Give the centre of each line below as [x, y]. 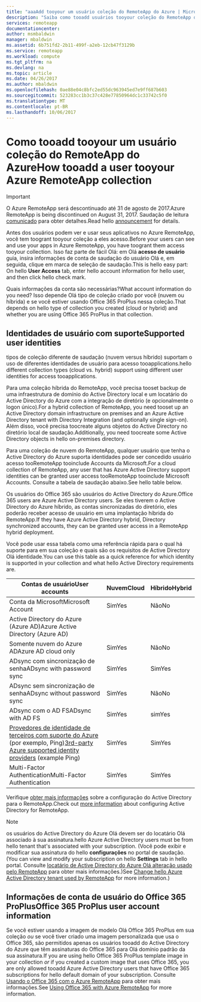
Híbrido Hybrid [171, 588]
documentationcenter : [33, 28]
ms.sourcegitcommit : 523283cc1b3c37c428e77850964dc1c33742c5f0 [87, 95]
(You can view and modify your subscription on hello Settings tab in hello [97, 859]
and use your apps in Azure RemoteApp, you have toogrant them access [95, 245]
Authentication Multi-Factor [48, 775]
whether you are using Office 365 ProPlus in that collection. [80, 314]
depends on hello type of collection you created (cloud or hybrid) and [92, 308]
